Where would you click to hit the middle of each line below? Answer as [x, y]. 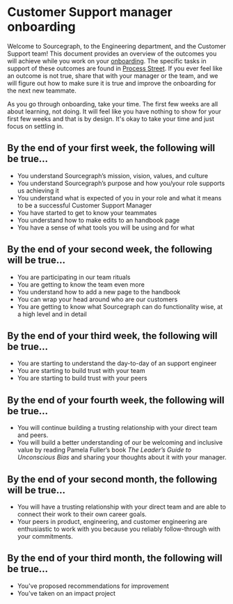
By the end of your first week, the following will [111, 148]
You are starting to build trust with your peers [82, 378]
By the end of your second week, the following [110, 249]
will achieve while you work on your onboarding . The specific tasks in [107, 61]
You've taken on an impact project [66, 593]
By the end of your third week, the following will [112, 336]
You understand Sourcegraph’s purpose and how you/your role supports [121, 183]
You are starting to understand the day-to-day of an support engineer [117, 363]
